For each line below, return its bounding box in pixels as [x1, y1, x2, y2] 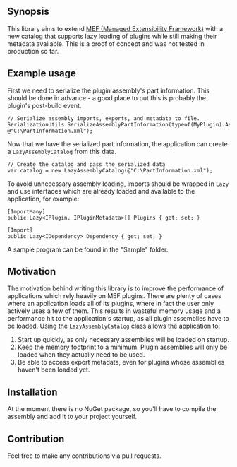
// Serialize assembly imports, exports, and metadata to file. [7, 114, 200, 122]
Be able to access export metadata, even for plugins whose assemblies [17, 358, 225, 367]
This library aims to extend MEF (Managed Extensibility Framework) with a [7, 24, 224, 32]
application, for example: [7, 194, 80, 203]
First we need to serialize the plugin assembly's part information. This [7, 86, 210, 95]
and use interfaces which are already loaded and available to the [7, 187, 195, 195]
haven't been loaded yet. [17, 365, 90, 374]
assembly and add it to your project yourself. [7, 413, 138, 421]
